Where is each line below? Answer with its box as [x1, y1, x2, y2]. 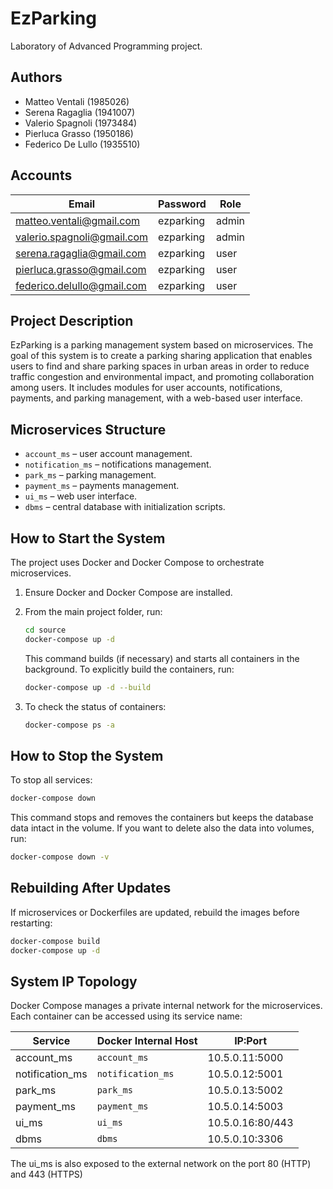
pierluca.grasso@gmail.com [15, 262, 147, 276]
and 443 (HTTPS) [10, 1168, 83, 1181]
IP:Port [234, 1034, 268, 1048]
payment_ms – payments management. [24, 480, 180, 492]
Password [158, 197, 207, 211]
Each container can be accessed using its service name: [10, 1010, 243, 1022]
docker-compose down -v [10, 852, 110, 862]
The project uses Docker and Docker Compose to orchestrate [10, 557, 265, 568]
